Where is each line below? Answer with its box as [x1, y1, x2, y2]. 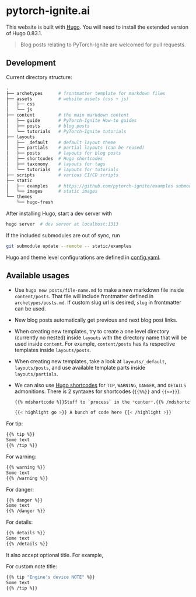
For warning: [6, 453, 37, 460]
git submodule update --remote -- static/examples [6, 243, 132, 249]
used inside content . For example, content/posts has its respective [14, 340, 176, 347]
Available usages [6, 271, 70, 281]
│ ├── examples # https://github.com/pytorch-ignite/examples [6, 183, 174, 189]
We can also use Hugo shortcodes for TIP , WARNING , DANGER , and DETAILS [14, 381, 187, 388]
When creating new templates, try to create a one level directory [14, 328, 170, 335]
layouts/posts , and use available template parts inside [14, 364, 146, 371]
